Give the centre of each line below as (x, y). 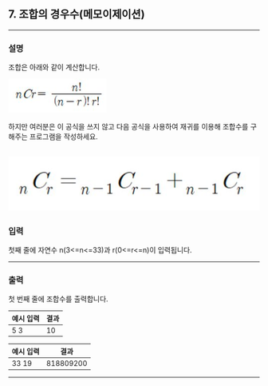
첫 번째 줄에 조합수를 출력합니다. (59, 299)
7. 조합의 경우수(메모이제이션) (77, 14)
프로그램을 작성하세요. (63, 137)
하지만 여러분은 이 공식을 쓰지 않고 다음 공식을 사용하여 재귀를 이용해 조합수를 (128, 127)
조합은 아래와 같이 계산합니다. (54, 67)
